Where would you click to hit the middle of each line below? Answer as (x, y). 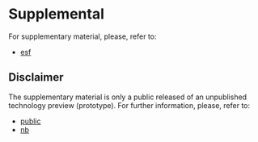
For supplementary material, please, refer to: (82, 36)
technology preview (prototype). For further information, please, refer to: (129, 105)
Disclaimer (36, 77)
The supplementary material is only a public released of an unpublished (128, 97)
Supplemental (57, 14)
